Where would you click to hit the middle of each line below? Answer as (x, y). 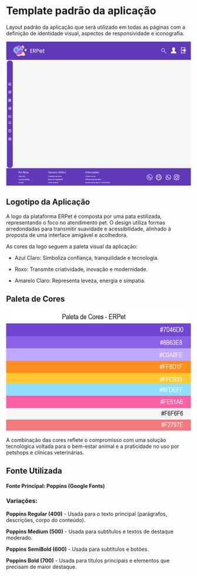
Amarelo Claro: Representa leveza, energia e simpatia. (80, 280)
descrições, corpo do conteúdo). (46, 520)
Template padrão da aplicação (81, 11)
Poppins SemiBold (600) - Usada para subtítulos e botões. (77, 549)
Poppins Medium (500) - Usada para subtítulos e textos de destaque (90, 531)
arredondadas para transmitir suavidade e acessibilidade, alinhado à (89, 229)
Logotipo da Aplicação (48, 202)
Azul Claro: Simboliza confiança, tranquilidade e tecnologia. (87, 257)
